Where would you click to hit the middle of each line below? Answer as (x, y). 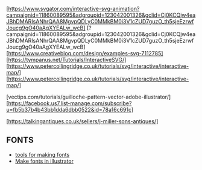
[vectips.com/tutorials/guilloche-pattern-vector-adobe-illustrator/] (89, 97)
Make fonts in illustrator (44, 161)
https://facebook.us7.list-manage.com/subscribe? (70, 103)
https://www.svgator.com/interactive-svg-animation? (74, 9)
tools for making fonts (42, 154)
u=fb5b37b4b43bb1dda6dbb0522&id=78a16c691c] (70, 110)
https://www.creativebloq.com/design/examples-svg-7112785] (86, 53)
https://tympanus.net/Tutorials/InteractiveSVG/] (67, 60)
